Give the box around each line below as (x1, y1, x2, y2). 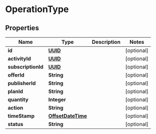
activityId (8, 55, 31, 62)
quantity (8, 96, 29, 103)
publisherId (8, 80, 36, 87)
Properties (5, 24, 39, 32)
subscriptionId (8, 63, 44, 70)
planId (8, 88, 24, 95)
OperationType (5, 4, 69, 15)
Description (92, 39, 121, 45)
